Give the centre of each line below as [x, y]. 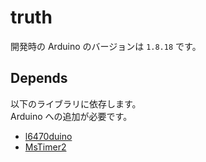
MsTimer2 [45, 147]
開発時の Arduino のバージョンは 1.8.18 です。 [106, 46]
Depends [39, 78]
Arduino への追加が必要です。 [71, 116]
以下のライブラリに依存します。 [76, 103]
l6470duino [48, 136]
